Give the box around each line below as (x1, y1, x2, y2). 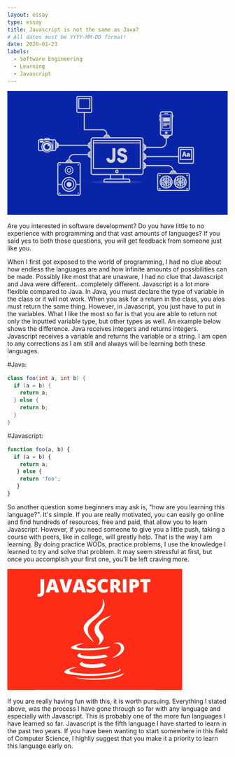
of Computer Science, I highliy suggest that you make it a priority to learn (7, 734, 218, 742)
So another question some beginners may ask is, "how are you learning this (7, 502, 225, 511)
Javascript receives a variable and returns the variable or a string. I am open (7, 332, 227, 340)
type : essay (7, 18, 42, 26)
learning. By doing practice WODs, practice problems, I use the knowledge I (7, 539, 226, 549)
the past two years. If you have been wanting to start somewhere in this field (7, 726, 228, 735)
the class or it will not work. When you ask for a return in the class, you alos (7, 295, 225, 303)
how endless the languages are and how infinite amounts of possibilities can (7, 264, 227, 273)
